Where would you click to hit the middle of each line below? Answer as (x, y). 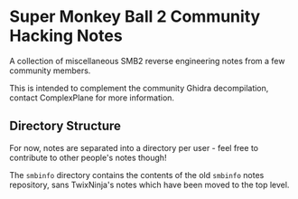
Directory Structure (65, 126)
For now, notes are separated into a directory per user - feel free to (134, 147)
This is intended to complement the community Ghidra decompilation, (139, 88)
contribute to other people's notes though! (88, 157)
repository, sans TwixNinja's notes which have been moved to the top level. (149, 185)
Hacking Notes (66, 36)
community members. (50, 71)
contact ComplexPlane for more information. (92, 98)
